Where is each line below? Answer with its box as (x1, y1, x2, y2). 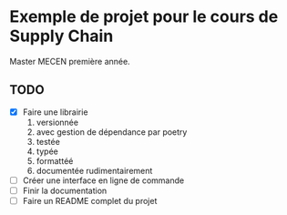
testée (36, 136, 61, 147)
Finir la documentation (22, 185, 108, 196)
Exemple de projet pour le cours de (9, 6, 279, 27)
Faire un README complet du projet (22, 195, 158, 206)
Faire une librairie (22, 107, 88, 118)
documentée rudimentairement (36, 165, 153, 176)
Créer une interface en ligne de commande (22, 175, 185, 186)
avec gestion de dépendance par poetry (36, 126, 188, 138)
